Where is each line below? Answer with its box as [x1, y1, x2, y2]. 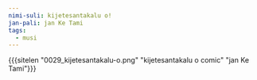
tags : [8, 26, 26, 34]
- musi [15, 33, 37, 42]
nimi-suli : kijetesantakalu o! [8, 11, 112, 20]
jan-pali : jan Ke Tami [8, 19, 84, 27]
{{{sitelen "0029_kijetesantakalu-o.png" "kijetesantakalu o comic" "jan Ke [8, 55, 249, 65]
